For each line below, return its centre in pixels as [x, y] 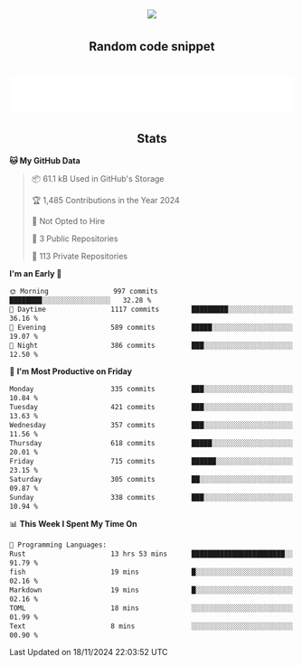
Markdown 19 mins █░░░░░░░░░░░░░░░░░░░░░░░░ [151, 590]
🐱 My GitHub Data [45, 160]
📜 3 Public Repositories [75, 239]
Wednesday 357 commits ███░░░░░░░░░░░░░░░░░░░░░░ [151, 425]
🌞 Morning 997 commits [84, 291]
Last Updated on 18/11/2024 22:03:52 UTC [89, 652]
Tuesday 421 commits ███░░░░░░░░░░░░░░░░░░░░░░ [151, 407]
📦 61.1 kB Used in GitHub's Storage [98, 178]
